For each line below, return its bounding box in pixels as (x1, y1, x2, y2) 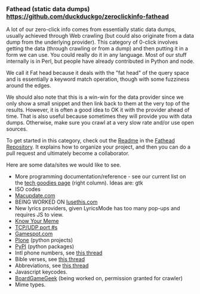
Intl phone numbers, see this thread (14, 249, 103, 256)
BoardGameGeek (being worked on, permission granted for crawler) (14, 275, 183, 282)
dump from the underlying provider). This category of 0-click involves (6, 38, 178, 46)
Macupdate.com (14, 192, 56, 199)
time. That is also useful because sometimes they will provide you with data (6, 113, 192, 120)
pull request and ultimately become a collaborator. (6, 150, 130, 157)
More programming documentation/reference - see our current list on (14, 173, 186, 180)
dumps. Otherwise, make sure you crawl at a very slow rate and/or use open (6, 119, 194, 126)
